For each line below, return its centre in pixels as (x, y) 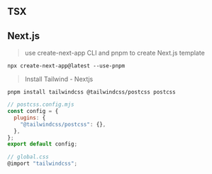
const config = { (33, 112)
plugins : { (30, 118)
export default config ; (43, 144)
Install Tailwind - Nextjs (59, 79)
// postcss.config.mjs (41, 105)
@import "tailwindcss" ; (43, 164)
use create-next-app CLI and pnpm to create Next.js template (115, 53)
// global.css (28, 157)
